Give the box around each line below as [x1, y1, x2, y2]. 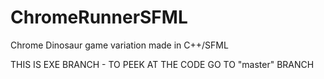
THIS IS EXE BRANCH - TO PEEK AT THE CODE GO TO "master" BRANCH [10, 58, 315, 70]
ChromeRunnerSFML [10, 6, 188, 29]
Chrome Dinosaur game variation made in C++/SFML [10, 39, 229, 51]
